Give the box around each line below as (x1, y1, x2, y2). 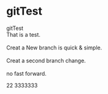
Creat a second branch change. (6, 57, 86, 64)
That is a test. (6, 31, 41, 38)
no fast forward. (6, 70, 47, 77)
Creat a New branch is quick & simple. (6, 44, 103, 51)
